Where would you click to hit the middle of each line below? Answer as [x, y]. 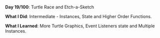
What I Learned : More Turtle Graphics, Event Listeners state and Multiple [80, 26]
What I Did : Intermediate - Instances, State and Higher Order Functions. [79, 16]
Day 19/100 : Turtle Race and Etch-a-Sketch [50, 7]
